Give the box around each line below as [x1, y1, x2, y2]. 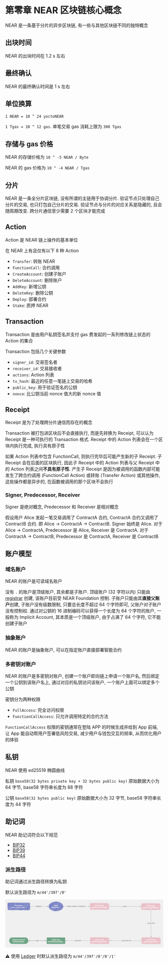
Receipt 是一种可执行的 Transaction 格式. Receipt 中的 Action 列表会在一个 [5, 437, 159, 443]
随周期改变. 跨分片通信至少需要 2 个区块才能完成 [5, 208, 105, 214]
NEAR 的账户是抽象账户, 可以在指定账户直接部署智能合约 [5, 646, 122, 653]
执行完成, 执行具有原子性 [14, 443, 65, 449]
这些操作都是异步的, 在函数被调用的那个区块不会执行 [5, 478, 113, 485]
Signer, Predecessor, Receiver [5, 492, 80, 499]
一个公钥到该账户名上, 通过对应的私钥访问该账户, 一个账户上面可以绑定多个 [5, 679, 159, 686]
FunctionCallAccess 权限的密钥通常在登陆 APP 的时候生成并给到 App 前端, [5, 724, 158, 730]
